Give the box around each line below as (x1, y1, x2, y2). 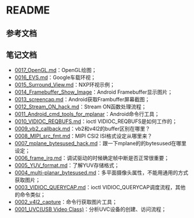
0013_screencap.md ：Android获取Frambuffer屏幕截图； (14, 96, 150, 103)
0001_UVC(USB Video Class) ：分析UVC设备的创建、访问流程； (14, 206, 167, 213)
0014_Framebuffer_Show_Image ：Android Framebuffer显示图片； (14, 88, 173, 96)
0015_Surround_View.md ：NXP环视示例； (14, 81, 115, 88)
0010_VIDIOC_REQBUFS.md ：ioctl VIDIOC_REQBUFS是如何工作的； (14, 118, 178, 125)
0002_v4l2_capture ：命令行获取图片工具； (14, 199, 117, 206)
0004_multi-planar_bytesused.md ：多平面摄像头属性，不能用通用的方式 (14, 169, 189, 176)
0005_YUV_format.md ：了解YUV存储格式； (14, 162, 120, 169)
